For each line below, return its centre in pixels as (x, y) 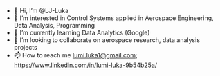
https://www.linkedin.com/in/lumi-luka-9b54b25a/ (85, 65)
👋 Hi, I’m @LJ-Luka (41, 11)
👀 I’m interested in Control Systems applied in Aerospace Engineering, (113, 18)
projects (26, 47)
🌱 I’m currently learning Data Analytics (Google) (82, 32)
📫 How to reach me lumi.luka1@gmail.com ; (75, 55)
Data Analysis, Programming (54, 25)
